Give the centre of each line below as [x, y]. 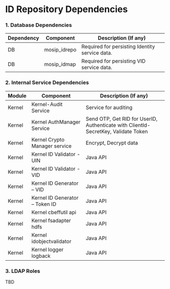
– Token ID [44, 204]
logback [41, 256]
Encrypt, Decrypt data [112, 142]
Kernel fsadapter [51, 220]
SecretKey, [99, 131]
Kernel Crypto [48, 139]
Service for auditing [109, 107]
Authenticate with [107, 125]
